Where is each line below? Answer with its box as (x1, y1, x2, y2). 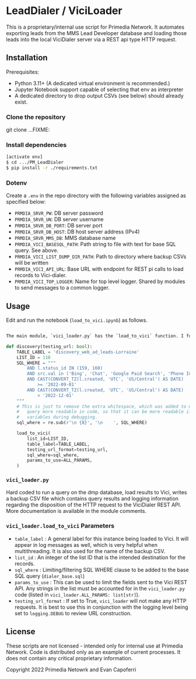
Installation (6, 53, 48, 63)
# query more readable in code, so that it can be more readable (16, 409, 184, 415)
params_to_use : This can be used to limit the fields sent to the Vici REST (14, 578, 188, 585)
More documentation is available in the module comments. (6, 507, 147, 514)
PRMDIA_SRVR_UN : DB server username (14, 216, 104, 223)
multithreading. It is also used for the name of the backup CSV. (14, 547, 166, 554)
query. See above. (14, 247, 59, 254)
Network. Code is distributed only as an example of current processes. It (6, 648, 181, 656)
